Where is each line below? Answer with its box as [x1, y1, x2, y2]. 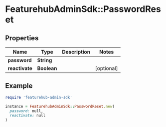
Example [5, 82, 33, 90]
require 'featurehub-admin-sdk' [5, 95, 72, 100]
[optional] [95, 65, 118, 71]
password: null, [9, 108, 43, 114]
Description [62, 49, 91, 55]
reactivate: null [9, 113, 46, 118]
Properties [5, 34, 39, 42]
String [37, 57, 52, 63]
